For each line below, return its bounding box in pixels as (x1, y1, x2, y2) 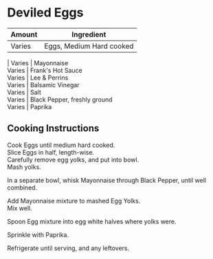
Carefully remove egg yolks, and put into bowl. (7, 155, 139, 164)
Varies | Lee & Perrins (7, 74, 69, 82)
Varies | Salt (7, 88, 41, 96)
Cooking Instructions (7, 122, 100, 135)
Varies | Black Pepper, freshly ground (7, 95, 113, 104)
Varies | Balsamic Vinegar (7, 80, 80, 89)
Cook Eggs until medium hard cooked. (7, 141, 115, 149)
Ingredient (71, 30, 106, 39)
